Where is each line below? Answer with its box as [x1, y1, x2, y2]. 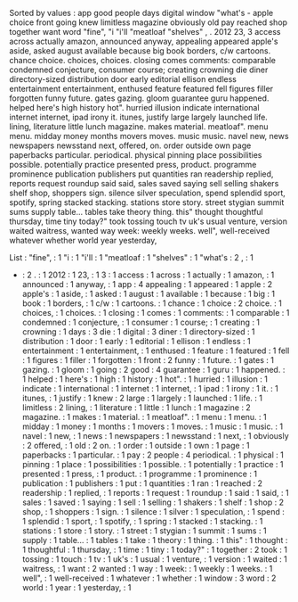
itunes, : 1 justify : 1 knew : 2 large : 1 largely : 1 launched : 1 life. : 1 [21, 392, 262, 403]
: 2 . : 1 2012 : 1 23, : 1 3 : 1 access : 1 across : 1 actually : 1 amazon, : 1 [21, 269, 275, 280]
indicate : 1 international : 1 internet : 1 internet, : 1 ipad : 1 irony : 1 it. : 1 [21, 383, 278, 393]
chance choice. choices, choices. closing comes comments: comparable [9, 55, 277, 65]
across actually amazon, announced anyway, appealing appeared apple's [9, 36, 278, 46]
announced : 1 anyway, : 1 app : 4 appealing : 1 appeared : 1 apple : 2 [21, 279, 273, 289]
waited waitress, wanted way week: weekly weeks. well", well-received [9, 226, 270, 235]
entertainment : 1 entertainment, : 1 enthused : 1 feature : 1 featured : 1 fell [21, 345, 290, 356]
